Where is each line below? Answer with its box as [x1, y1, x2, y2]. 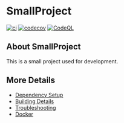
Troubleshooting [15, 104, 56, 111]
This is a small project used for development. [6, 57, 119, 65]
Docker [15, 110, 34, 118]
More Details [6, 75, 56, 86]
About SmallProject [6, 42, 81, 52]
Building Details [15, 98, 54, 105]
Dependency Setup [15, 91, 64, 98]
